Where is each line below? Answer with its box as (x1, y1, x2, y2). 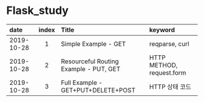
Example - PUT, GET (60, 64, 121, 73)
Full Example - (60, 78, 103, 87)
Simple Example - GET (60, 39, 126, 48)
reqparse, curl (149, 39, 189, 48)
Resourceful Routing (60, 57, 120, 66)
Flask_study (6, 4, 69, 18)
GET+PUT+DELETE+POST (60, 86, 135, 94)
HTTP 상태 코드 (149, 83, 191, 91)
